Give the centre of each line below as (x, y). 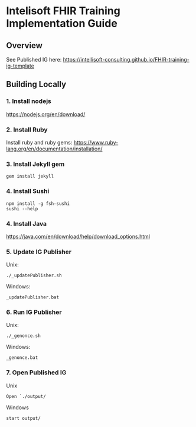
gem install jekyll (30, 176)
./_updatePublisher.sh (34, 276)
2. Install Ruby (27, 130)
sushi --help (22, 208)
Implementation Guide (62, 23)
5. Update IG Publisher (39, 252)
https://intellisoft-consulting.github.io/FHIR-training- (126, 60)
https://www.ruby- (96, 142)
